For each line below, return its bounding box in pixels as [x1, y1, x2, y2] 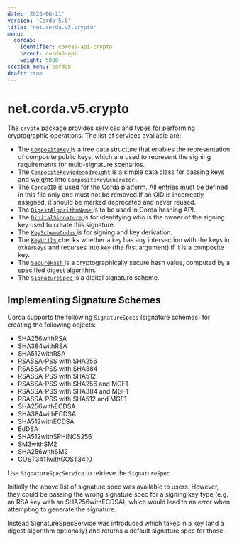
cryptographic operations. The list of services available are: [7, 131, 182, 140]
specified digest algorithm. [17, 266, 97, 274]
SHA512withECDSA [17, 417, 75, 426]
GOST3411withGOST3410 [17, 455, 92, 464]
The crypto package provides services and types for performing [7, 124, 196, 132]
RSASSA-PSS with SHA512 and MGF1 [17, 395, 127, 403]
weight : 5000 [20, 57, 59, 64]
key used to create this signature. [17, 221, 116, 229]
